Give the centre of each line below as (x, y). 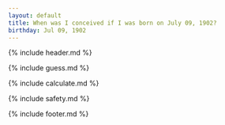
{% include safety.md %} (49, 99)
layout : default (35, 15)
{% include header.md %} (50, 53)
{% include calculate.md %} (54, 83)
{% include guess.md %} (49, 68)
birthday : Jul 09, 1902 (47, 30)
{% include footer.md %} (49, 114)
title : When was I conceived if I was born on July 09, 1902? (112, 23)
